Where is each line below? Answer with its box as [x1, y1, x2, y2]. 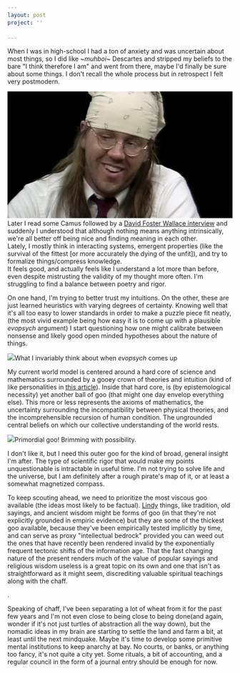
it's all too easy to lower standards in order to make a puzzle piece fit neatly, [7, 308, 232, 317]
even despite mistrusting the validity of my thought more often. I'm [7, 272, 204, 280]
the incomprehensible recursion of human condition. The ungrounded [7, 413, 213, 421]
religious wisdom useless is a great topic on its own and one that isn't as [7, 561, 221, 570]
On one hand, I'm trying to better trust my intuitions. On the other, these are [7, 293, 229, 302]
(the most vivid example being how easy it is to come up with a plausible [7, 316, 221, 325]
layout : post [7, 11, 46, 19]
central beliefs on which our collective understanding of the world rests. [7, 420, 219, 429]
